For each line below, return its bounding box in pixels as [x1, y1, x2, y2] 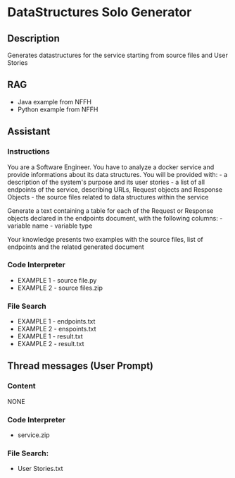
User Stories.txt [17, 465, 63, 473]
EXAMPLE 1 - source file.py [17, 276, 97, 284]
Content [7, 381, 37, 391]
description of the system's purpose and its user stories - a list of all [7, 178, 205, 186]
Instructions [7, 147, 51, 157]
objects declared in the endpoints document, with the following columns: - [7, 214, 223, 222]
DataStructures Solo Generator [7, 4, 192, 20]
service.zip [17, 431, 50, 439]
